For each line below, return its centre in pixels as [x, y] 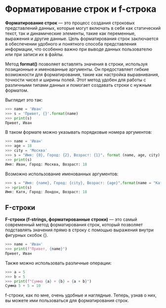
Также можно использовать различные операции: [59, 263]
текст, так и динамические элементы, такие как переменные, [70, 33]
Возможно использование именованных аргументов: [62, 174]
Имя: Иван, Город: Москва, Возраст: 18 [46, 164]
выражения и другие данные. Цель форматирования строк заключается [82, 39]
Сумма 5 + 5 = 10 [23, 286]
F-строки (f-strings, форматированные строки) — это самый [71, 219]
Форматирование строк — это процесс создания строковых [70, 23]
